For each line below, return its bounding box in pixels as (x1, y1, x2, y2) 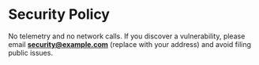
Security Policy (8, 5, 111, 23)
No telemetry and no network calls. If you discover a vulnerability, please (8, 31, 246, 41)
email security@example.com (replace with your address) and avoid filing (8, 39, 251, 49)
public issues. (8, 48, 54, 57)
